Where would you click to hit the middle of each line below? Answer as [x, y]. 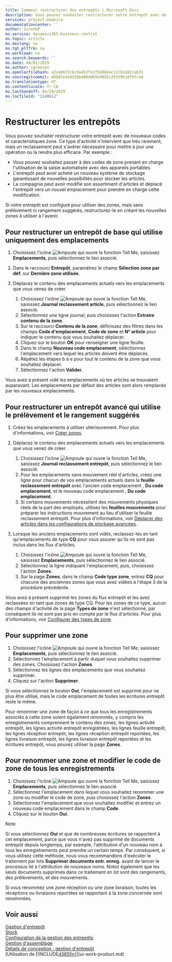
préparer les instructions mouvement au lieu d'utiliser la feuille [86, 513]
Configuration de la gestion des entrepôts [49, 938]
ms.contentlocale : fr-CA [32, 86]
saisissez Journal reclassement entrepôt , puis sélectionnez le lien [91, 464]
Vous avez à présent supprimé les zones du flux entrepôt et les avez [78, 597]
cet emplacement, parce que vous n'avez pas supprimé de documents [80, 839]
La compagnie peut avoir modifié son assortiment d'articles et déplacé [88, 184]
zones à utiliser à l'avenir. [32, 216]
